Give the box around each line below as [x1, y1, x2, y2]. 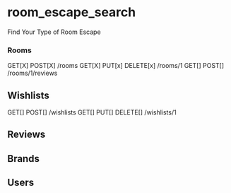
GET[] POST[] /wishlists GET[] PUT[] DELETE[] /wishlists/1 [7, 108, 177, 117]
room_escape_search [7, 4, 136, 21]
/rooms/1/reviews [7, 69, 58, 78]
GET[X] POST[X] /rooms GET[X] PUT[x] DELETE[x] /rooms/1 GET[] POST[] [7, 62, 225, 70]
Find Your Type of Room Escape [7, 28, 101, 36]
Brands [7, 153, 40, 165]
